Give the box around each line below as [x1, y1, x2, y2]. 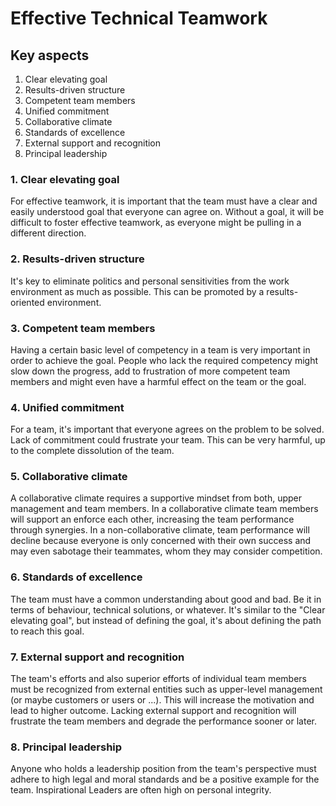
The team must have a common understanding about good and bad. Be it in [10, 593, 322, 605]
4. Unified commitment [10, 400, 125, 414]
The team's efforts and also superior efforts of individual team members [10, 673, 307, 685]
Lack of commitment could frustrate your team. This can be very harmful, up [10, 434, 326, 446]
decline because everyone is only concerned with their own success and [10, 535, 312, 547]
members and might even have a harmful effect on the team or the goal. [10, 375, 307, 387]
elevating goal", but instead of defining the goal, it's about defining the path [10, 614, 322, 626]
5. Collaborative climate [10, 470, 128, 484]
